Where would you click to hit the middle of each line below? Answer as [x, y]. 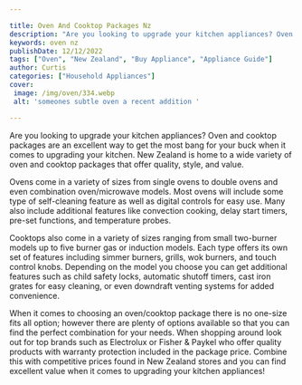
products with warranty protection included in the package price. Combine [148, 351]
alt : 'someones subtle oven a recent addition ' [107, 101]
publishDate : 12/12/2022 [56, 51]
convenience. [35, 295]
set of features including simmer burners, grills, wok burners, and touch [143, 257]
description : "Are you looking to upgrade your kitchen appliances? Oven [151, 34]
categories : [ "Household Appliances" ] [82, 77]
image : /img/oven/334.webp [64, 93]
